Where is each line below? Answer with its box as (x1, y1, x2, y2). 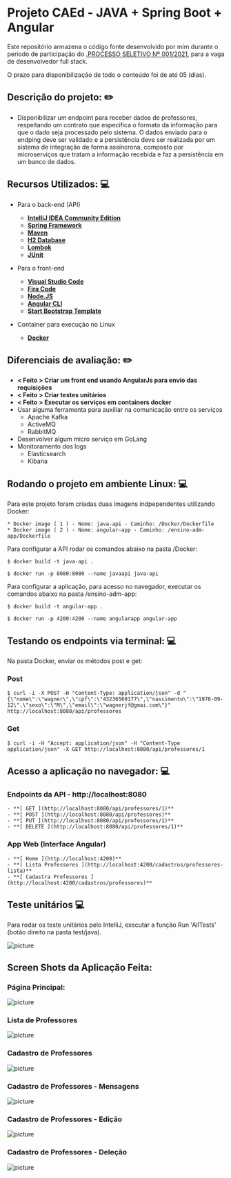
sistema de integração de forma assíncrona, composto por (17, 143, 184, 151)
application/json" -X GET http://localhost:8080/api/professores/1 (7, 745, 205, 752)
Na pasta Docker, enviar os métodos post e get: (7, 657, 143, 665)
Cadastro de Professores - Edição (7, 1114, 123, 1124)
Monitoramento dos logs (17, 442, 87, 451)
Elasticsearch (27, 450, 66, 458)
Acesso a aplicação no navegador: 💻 (7, 765, 170, 777)
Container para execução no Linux (17, 320, 115, 328)
